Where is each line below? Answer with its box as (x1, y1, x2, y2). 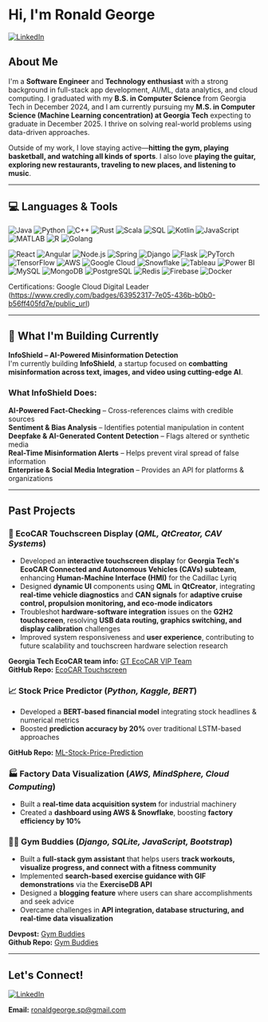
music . (8, 168, 32, 177)
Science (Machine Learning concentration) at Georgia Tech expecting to (8, 110, 251, 120)
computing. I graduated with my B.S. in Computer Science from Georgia (8, 93, 246, 103)
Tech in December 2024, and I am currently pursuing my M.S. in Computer (8, 101, 255, 111)
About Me (8, 55, 58, 69)
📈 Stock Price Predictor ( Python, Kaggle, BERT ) (8, 686, 198, 697)
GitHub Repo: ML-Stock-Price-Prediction (8, 747, 144, 757)
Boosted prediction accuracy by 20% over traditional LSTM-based (19, 723, 242, 733)
